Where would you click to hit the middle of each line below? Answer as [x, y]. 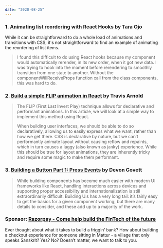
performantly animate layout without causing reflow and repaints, [82, 142]
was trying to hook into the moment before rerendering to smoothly [84, 67]
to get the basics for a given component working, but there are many [86, 201]
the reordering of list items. [32, 47]
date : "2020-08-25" [25, 10]
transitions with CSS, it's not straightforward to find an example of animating [81, 42]
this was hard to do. [37, 83]
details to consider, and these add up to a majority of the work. [80, 207]
